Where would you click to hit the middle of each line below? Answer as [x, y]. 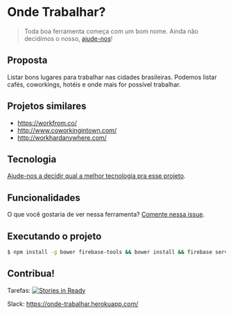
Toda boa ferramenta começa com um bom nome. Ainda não [111, 31]
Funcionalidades [44, 198]
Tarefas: [19, 290]
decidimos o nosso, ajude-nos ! [68, 38]
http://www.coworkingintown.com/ [67, 130]
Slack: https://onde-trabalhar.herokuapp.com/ [73, 304]
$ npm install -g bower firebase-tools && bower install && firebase [110, 252]
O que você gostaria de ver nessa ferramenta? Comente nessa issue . [106, 215]
